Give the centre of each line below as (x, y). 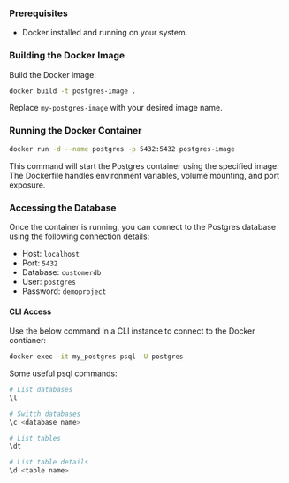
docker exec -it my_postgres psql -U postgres (96, 356)
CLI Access (30, 311)
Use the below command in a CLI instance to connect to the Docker (132, 331)
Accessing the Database (63, 208)
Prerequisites (38, 13)
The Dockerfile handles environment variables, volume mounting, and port (144, 175)
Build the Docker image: (53, 74)
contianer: (28, 341)
